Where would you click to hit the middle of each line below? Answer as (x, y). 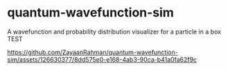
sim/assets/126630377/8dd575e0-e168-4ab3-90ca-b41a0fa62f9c (102, 59)
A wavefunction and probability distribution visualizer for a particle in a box (114, 32)
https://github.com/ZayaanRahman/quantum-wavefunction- (93, 52)
